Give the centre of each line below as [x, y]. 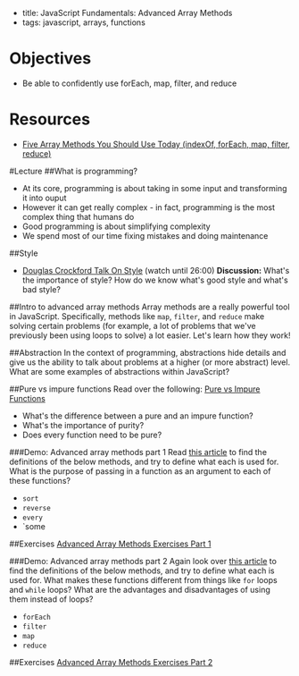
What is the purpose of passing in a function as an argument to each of [140, 471]
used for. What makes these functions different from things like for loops [144, 579]
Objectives [50, 59]
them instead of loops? [51, 599]
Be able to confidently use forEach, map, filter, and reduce [129, 83]
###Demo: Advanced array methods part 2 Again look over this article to [143, 561]
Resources [50, 119]
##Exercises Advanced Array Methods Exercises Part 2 [111, 662]
